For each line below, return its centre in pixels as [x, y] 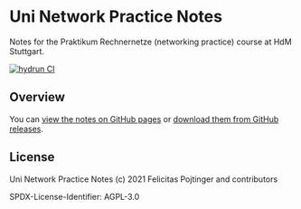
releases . [26, 128]
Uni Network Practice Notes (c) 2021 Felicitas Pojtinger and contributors [144, 179]
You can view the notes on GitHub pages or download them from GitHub [144, 119]
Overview [38, 97]
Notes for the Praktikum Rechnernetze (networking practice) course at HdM [150, 42]
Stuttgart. [27, 51]
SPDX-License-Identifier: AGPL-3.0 [75, 196]
